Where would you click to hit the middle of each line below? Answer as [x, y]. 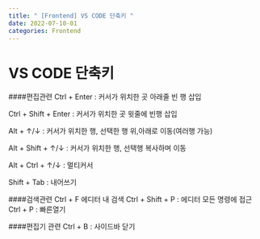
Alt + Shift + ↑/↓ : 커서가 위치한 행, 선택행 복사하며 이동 [98, 148]
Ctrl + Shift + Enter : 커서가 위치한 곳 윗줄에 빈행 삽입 [93, 114]
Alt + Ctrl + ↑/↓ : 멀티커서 [51, 165]
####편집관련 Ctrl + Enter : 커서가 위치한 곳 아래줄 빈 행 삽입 [105, 97]
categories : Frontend [45, 31]
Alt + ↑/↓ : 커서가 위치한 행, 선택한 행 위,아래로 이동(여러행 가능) [111, 131]
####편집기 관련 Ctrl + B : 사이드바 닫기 [72, 227]
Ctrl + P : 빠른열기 [37, 209]
